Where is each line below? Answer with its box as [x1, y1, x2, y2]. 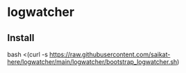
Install [7, 32, 35, 44]
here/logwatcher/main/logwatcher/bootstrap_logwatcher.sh [7, 58, 178, 66]
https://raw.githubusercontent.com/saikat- [49, 50, 171, 58]
